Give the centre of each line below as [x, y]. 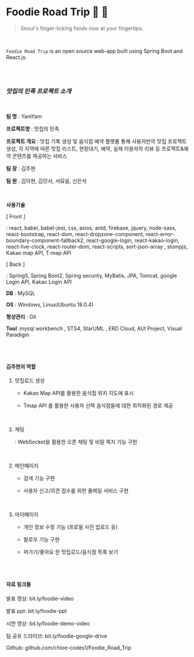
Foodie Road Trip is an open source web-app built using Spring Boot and [94, 51]
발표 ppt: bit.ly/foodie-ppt [37, 611]
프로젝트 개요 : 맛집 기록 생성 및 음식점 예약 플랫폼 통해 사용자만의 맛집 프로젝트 [96, 141]
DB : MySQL [21, 294]
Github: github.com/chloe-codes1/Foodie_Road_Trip [69, 648]
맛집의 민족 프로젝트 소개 [39, 91]
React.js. [17, 57]
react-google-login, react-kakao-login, [133, 241]
